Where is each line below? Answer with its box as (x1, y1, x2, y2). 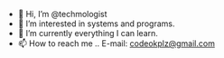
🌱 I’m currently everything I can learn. (17, 28, 158, 38)
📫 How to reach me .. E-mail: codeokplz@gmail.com (17, 38, 215, 49)
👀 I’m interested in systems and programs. (17, 18, 175, 29)
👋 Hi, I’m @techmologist (17, 9, 107, 19)
